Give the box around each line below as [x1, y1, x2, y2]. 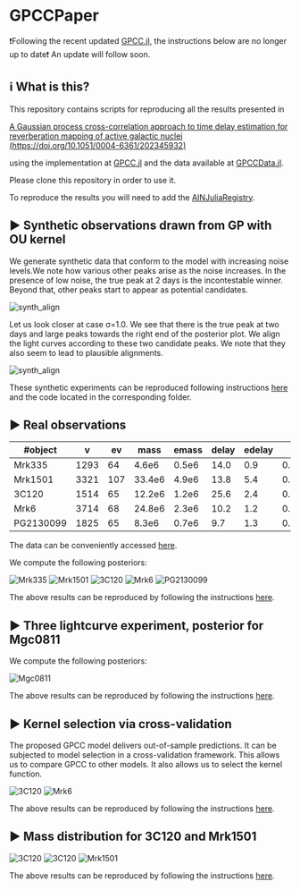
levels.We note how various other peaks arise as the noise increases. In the [9, 265, 287, 275]
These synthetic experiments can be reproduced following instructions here [9, 382, 288, 393]
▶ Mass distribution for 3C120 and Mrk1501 [9, 829, 257, 844]
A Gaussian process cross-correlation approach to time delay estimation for [9, 121, 288, 131]
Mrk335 [13, 459, 48, 471]
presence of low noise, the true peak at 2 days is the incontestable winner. [9, 275, 284, 285]
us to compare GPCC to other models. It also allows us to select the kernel [9, 759, 283, 769]
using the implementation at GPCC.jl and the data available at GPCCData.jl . [9, 157, 284, 168]
